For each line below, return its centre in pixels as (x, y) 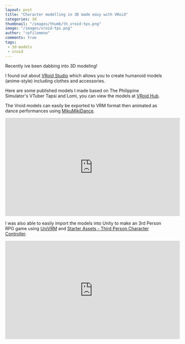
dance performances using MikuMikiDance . (50, 111)
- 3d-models (20, 47)
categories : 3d (21, 19)
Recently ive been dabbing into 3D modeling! (51, 66)
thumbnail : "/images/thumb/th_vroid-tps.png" (53, 24)
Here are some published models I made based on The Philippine (72, 90)
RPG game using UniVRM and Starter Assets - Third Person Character (77, 228)
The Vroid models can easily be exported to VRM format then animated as (81, 105)
